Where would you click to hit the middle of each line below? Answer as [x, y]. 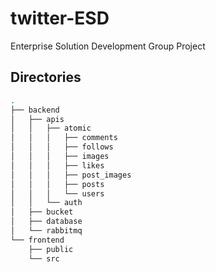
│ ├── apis [37, 119]
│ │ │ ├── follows [62, 147]
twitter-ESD [60, 18]
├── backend [35, 110]
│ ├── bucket [42, 212]
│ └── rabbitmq [46, 231]
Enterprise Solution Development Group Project [108, 46]
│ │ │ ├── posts [57, 184]
